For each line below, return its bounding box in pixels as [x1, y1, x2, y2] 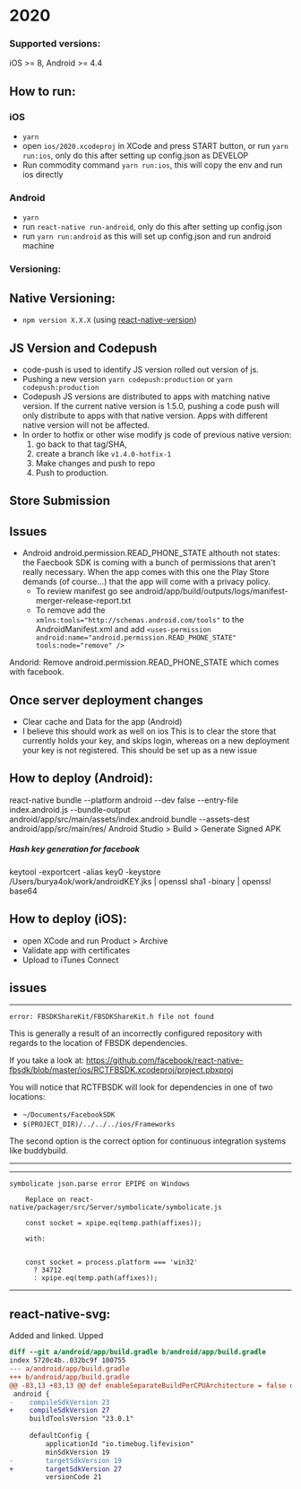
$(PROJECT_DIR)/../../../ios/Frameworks [21, 1120, 176, 1129]
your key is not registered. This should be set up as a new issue [21, 745, 258, 756]
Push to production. [35, 467, 109, 478]
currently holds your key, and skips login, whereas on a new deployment [21, 736, 290, 746]
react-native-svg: [9, 1306, 110, 1321]
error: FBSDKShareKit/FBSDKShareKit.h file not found [9, 1013, 215, 1022]
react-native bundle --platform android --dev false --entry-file [9, 795, 239, 805]
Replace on [25, 1195, 66, 1205]
